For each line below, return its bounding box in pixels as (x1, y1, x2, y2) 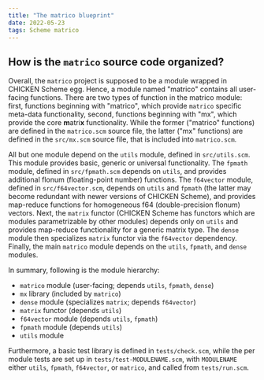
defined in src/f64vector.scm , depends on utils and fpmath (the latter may (8, 183, 251, 193)
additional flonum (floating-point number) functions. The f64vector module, (8, 175, 254, 185)
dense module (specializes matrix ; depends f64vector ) (19, 297, 197, 307)
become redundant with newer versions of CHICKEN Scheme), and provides (8, 192, 256, 201)
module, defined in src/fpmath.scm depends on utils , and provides (8, 167, 227, 176)
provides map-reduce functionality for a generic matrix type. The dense (8, 225, 239, 234)
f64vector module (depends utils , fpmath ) (19, 314, 158, 323)
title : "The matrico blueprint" (8, 11, 114, 20)
